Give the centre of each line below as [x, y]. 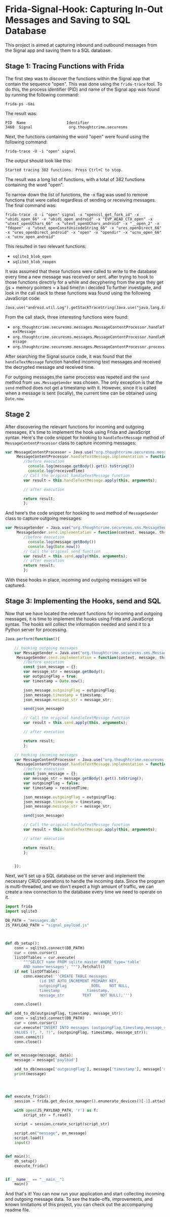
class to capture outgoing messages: [44, 518]
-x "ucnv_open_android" [30, 237]
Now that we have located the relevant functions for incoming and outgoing [84, 613]
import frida [19, 907]
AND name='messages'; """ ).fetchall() [64, 967]
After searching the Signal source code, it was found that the [69, 356]
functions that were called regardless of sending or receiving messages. [81, 200]
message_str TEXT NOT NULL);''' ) [86, 995]
